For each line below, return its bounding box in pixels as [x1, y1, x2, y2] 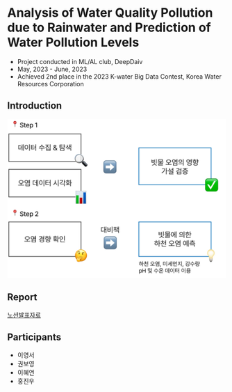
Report [7, 291, 38, 304]
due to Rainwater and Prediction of [7, 19, 211, 36]
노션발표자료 [7, 311, 42, 319]
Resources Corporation [17, 79, 85, 88]
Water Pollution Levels [7, 35, 140, 50]
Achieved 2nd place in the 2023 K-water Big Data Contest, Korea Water [17, 72, 222, 81]
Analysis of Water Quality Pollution [7, 5, 213, 21]
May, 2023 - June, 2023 [17, 65, 88, 73]
